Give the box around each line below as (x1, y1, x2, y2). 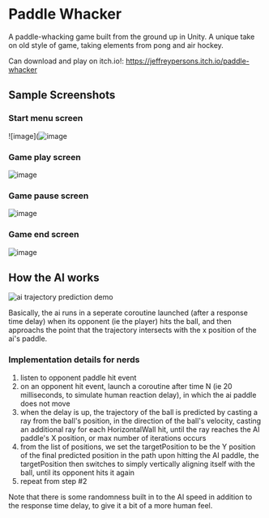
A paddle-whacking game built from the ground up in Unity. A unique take (8, 32, 255, 41)
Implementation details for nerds (8, 354, 140, 365)
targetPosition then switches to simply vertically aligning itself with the (19, 459, 255, 468)
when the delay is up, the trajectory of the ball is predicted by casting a (19, 407, 258, 417)
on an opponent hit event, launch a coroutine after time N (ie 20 (19, 381, 233, 391)
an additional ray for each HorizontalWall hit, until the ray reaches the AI (19, 424, 261, 434)
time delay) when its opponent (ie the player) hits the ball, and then (8, 317, 233, 326)
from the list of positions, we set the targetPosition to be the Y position (19, 442, 256, 451)
